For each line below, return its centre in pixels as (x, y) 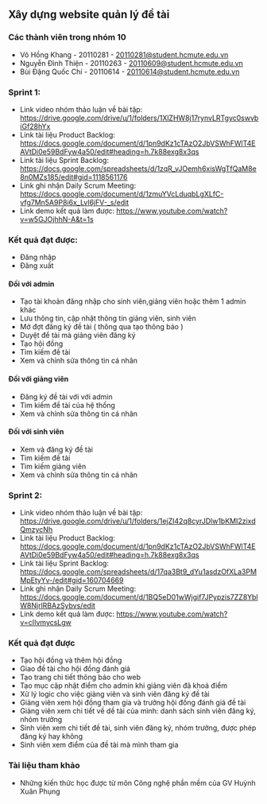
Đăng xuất (37, 266)
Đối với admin (31, 284)
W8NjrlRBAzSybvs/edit (57, 606)
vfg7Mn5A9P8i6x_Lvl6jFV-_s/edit (74, 202)
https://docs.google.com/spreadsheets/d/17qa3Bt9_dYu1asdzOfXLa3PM (138, 572)
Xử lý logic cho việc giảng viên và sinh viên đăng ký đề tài (114, 694)
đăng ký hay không (51, 736)
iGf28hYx (35, 126)
